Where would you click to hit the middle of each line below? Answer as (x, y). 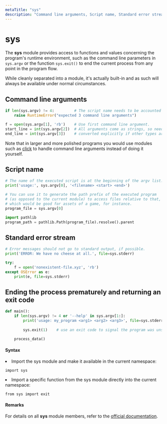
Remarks (15, 405)
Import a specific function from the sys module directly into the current (84, 380)
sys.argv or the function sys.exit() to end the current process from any (79, 63)
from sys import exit (28, 394)
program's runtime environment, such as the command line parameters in (80, 58)
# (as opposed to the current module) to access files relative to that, (83, 199)
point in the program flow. (32, 69)
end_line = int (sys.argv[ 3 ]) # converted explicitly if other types (81, 134)
